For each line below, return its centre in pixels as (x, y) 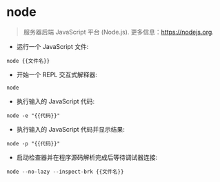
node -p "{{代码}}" (33, 143)
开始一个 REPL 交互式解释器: (57, 74)
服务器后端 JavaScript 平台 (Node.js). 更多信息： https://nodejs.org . (119, 32)
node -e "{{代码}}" (33, 115)
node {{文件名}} (28, 61)
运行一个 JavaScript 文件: (52, 46)
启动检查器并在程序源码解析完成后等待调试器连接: (87, 157)
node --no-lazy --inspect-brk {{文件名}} (65, 172)
